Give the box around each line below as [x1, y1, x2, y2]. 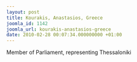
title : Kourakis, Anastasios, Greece [6, 15, 103, 21]
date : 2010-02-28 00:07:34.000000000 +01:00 [6, 32, 122, 38]
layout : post [6, 9, 40, 15]
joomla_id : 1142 [6, 20, 48, 26]
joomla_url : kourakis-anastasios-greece [6, 26, 112, 33]
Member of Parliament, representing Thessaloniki [6, 48, 131, 56]
